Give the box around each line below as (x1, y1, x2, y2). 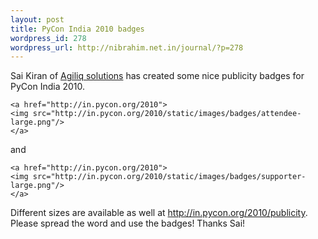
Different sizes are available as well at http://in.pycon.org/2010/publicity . (10, 207, 308, 219)
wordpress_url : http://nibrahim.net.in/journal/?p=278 (10, 42, 244, 53)
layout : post (10, 14, 65, 25)
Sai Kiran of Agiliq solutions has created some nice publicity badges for (10, 70, 305, 82)
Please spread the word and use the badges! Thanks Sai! (10, 217, 246, 230)
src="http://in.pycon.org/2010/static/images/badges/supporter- (32, 172, 307, 182)
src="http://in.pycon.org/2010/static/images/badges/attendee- (32, 109, 302, 119)
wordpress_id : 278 (10, 33, 87, 43)
